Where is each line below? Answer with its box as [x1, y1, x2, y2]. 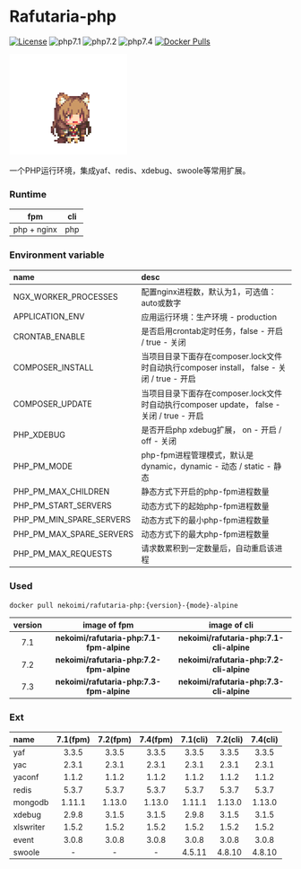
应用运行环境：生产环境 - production [141, 312, 278, 322]
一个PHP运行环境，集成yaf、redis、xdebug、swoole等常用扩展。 [9, 164, 251, 176]
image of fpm [82, 619, 134, 630]
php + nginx [13, 224, 58, 234]
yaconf [13, 772, 39, 783]
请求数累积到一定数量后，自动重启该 [141, 543, 275, 554]
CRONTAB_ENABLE [13, 330, 86, 342]
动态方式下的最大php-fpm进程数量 [141, 529, 270, 540]
